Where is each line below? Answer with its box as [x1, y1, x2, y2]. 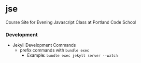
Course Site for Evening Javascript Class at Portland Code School [5, 19, 137, 25]
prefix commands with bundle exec [19, 47, 89, 53]
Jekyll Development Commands [12, 42, 76, 48]
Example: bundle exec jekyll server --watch [27, 52, 118, 58]
